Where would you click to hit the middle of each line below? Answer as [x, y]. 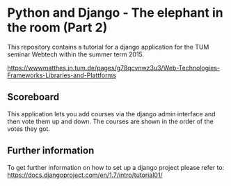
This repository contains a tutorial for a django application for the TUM [108, 47]
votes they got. [29, 129]
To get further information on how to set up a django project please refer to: [116, 167]
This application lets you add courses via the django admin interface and [111, 114]
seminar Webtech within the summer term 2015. [76, 54]
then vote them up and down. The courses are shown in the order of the [111, 121]
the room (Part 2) [57, 28]
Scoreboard [33, 97]
